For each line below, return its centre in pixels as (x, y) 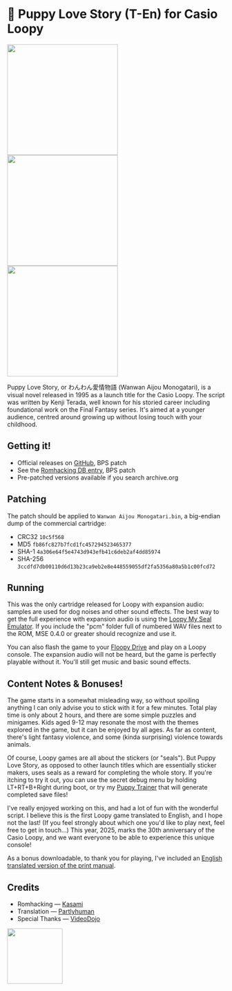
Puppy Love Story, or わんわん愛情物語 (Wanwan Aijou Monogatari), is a (109, 387)
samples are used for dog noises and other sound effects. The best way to (113, 612)
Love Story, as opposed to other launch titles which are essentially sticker (112, 765)
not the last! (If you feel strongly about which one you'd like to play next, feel (116, 823)
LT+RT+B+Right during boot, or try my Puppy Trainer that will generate (108, 788)
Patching (27, 499)
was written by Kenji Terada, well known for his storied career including (109, 402)
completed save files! (38, 794)
